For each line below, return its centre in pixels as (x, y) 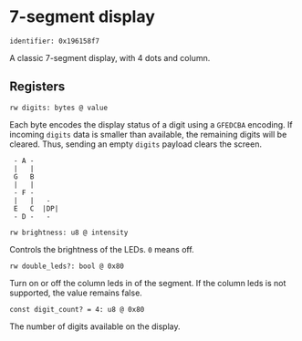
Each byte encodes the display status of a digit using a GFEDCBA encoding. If (151, 124)
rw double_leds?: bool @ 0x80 (67, 266)
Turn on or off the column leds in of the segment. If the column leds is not (148, 283)
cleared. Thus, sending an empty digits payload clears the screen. (136, 144)
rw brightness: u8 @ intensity (69, 232)
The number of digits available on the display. (95, 326)
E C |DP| (36, 208)
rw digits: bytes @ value (58, 108)
